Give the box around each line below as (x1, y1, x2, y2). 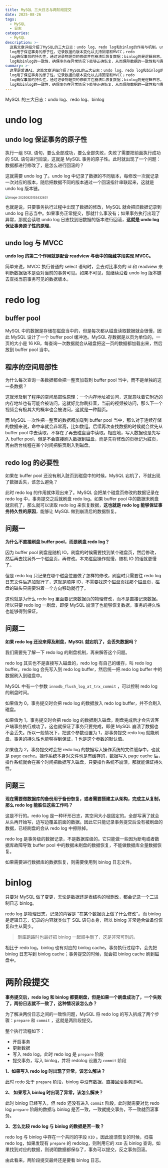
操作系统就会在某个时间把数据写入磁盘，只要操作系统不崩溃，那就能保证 (5, 759, 154, 765)
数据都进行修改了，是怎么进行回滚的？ (5, 162, 84, 168)
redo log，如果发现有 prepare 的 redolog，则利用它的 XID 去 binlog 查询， (5, 1140, 156, 1146)
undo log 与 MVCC (5, 239, 63, 247)
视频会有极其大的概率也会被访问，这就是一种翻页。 (5, 407, 110, 413)
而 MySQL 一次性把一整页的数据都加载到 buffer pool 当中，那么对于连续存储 (5, 417, 162, 423)
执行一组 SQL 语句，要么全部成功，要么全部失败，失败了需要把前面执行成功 (5, 149, 161, 155)
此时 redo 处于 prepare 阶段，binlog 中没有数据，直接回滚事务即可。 (5, 1079, 146, 1085)
